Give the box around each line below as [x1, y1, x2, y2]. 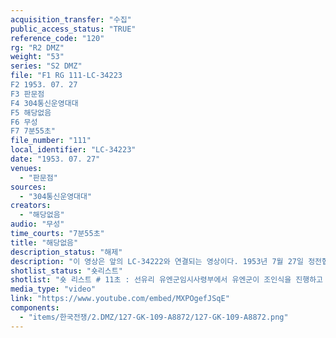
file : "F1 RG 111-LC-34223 [10, 71, 123, 81]
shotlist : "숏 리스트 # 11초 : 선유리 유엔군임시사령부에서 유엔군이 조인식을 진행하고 [10, 275, 324, 285]
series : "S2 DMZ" [10, 61, 83, 71]
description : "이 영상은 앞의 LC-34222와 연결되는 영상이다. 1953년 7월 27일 [10, 256, 304, 266]
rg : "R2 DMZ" [10, 42, 65, 53]
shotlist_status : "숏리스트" [10, 266, 123, 276]
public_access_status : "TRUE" [10, 24, 137, 34]
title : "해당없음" [10, 237, 79, 248]
